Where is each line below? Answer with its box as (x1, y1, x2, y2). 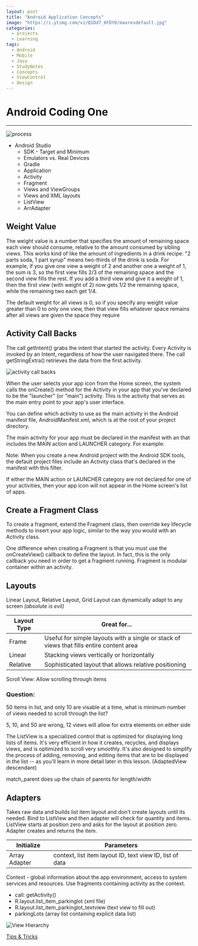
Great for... (101, 620, 133, 629)
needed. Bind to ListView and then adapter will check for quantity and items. (6, 815, 192, 822)
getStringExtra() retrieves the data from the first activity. (6, 356, 143, 364)
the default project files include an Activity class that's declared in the (6, 458, 176, 465)
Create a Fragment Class (6, 505, 99, 515)
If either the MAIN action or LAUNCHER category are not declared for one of (6, 476, 192, 483)
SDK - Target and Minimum (23, 148, 90, 155)
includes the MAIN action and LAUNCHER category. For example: (6, 440, 165, 447)
